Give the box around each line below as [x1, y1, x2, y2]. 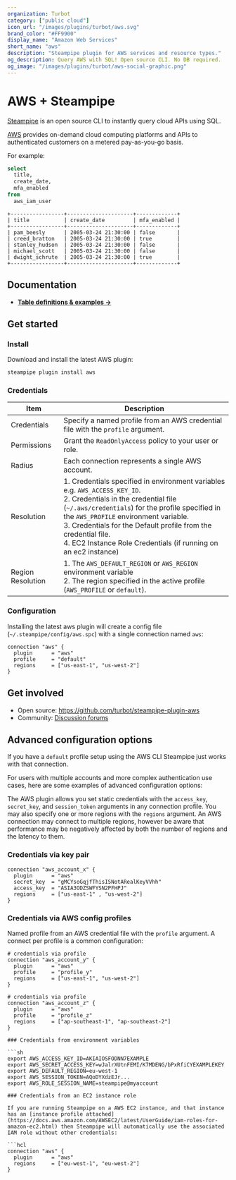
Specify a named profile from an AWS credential [63, 415, 223, 425]
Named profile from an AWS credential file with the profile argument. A [7, 929, 216, 937]
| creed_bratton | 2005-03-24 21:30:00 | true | [7, 235, 181, 242]
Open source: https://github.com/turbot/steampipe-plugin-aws [17, 706, 200, 714]
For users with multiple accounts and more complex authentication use [7, 774, 213, 782]
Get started [7, 318, 58, 330]
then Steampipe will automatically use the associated [60, 1123, 225, 1130]
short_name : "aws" [7, 43, 61, 50]
